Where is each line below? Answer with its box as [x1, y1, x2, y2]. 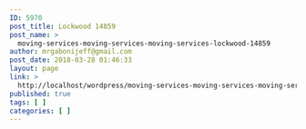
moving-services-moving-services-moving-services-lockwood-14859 [17, 38, 271, 48]
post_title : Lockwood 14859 [9, 22, 117, 31]
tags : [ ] [9, 97, 47, 107]
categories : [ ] [9, 106, 71, 115]
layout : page [9, 64, 59, 74]
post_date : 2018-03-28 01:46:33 [9, 55, 132, 64]
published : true [9, 89, 71, 98]
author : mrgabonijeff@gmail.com [9, 47, 132, 56]
